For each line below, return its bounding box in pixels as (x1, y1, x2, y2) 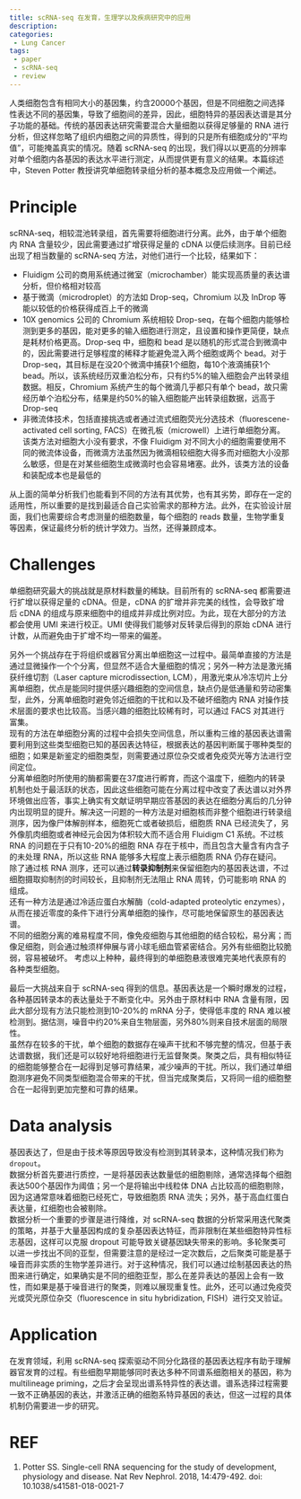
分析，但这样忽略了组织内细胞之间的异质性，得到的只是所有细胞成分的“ (9, 131, 272, 142)
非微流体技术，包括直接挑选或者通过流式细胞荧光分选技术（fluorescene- (21, 413, 290, 424)
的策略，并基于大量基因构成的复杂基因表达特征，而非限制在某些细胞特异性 (9, 1225, 284, 1236)
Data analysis (9, 1115, 113, 1136)
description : (9, 22, 58, 31)
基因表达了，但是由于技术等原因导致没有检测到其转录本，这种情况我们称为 (9, 1146, 284, 1157)
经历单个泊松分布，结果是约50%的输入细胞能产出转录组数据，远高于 (21, 392, 276, 403)
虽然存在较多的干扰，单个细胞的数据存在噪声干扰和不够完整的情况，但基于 (9, 1038, 284, 1049)
